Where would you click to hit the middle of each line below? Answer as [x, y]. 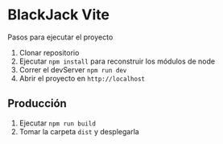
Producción [37, 103]
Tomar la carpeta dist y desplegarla [79, 131]
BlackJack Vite [59, 15]
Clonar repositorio [49, 52]
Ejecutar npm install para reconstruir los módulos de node [117, 61]
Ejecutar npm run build [57, 123]
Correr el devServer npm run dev [73, 69]
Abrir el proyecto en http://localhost [82, 78]
